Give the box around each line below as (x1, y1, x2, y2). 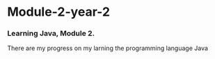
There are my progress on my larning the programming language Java (7, 44, 209, 52)
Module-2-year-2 (7, 4, 110, 20)
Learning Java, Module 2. (7, 29, 95, 38)
